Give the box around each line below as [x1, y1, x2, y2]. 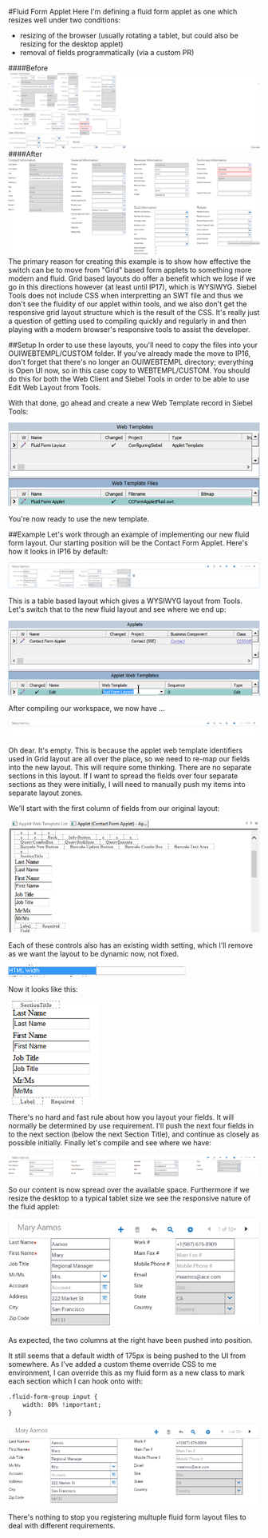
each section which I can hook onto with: [8, 1376, 144, 1386]
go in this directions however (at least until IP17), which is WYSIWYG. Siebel [8, 282, 257, 292]
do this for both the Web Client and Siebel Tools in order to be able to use [8, 374, 250, 384]
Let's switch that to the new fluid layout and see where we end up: [8, 605, 227, 614]
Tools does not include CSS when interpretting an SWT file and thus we [8, 291, 243, 301]
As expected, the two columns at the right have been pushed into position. [8, 1335, 253, 1344]
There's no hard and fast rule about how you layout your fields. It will [8, 1113, 234, 1122]
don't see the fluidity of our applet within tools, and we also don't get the [8, 299, 247, 309]
